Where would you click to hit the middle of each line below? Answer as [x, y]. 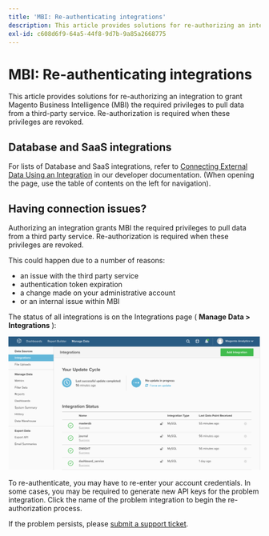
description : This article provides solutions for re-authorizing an [127, 25]
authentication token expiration [71, 284]
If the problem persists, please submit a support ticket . [98, 524]
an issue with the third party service [79, 275]
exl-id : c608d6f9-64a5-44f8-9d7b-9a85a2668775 [87, 34]
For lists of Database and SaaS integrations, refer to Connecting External [128, 166]
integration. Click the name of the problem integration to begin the [117, 500]
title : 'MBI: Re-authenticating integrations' [87, 17]
